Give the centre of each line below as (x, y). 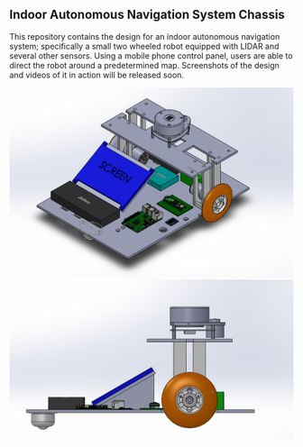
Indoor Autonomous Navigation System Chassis (147, 15)
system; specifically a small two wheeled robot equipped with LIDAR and (144, 46)
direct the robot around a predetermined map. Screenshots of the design (144, 65)
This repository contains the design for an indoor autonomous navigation (145, 36)
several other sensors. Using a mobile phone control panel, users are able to (151, 55)
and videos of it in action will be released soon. (97, 75)
